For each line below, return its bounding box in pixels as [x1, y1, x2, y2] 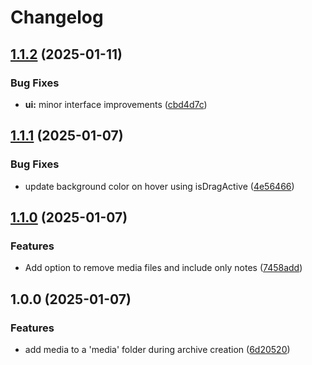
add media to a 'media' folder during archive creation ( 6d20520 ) [24, 343, 291, 355]
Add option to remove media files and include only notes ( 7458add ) [24, 262, 303, 274]
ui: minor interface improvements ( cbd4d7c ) [24, 98, 208, 110]
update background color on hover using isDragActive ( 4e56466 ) [24, 180, 295, 192]
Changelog [10, 6, 104, 29]
